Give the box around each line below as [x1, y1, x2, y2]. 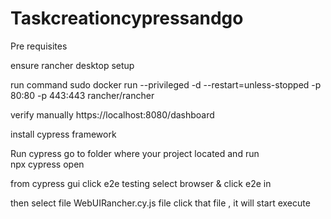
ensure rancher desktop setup [10, 59, 135, 71]
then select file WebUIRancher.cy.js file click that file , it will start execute [10, 197, 311, 209]
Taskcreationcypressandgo [10, 7, 244, 30]
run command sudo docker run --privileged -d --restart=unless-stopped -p [10, 78, 322, 91]
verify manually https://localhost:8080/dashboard [10, 108, 215, 121]
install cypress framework [10, 128, 117, 140]
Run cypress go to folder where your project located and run [10, 147, 260, 159]
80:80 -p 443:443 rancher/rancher [10, 89, 155, 101]
